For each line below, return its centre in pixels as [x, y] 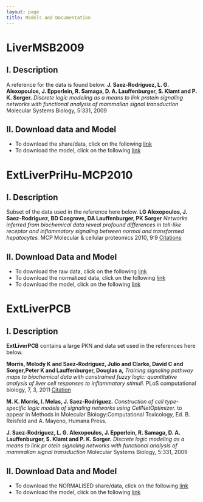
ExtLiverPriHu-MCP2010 [70, 175]
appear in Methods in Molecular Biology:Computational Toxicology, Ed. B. [98, 415]
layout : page [23, 12]
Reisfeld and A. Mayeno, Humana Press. [57, 421]
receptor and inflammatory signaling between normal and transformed [95, 231]
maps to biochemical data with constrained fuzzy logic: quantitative [92, 377]
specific [16, 408]
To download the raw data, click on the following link [81, 271]
